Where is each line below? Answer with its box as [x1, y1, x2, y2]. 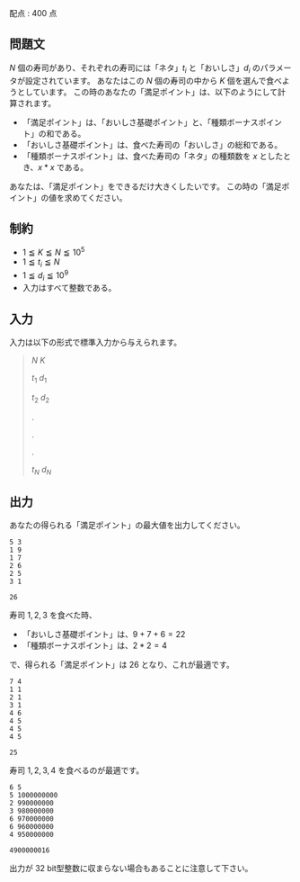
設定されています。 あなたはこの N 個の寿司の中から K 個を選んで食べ [24, 75, 283, 85]
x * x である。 [37, 161, 88, 173]
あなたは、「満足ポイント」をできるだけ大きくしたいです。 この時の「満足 [9, 181, 282, 192]
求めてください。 [64, 192, 128, 202]
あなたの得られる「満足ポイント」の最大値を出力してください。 [9, 520, 245, 531]
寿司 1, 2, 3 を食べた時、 [9, 610, 97, 621]
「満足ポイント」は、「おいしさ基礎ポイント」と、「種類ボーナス [22, 116, 259, 128]
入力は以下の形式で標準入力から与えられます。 [9, 337, 182, 348]
